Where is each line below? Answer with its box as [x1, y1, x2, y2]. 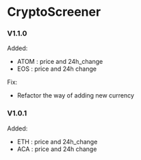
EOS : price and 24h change [16, 65, 97, 73]
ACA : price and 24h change [16, 145, 97, 153]
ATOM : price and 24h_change [16, 58, 103, 66]
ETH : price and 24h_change [16, 137, 98, 146]
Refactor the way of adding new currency [16, 91, 135, 100]
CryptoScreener [7, 4, 101, 20]
